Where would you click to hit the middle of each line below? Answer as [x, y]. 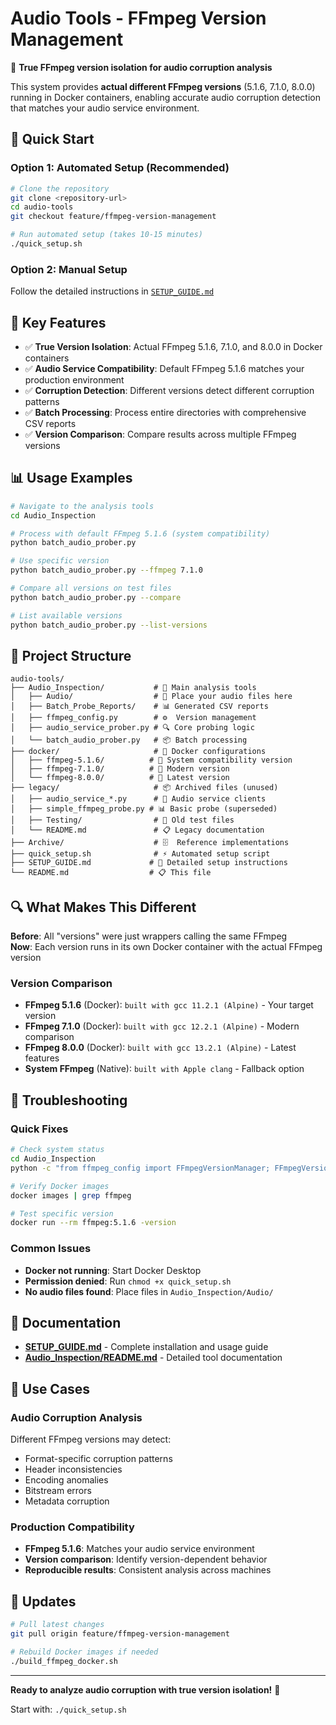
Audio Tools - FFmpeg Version [138, 18]
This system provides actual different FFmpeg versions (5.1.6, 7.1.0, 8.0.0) [163, 86]
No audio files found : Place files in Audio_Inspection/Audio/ [149, 1291]
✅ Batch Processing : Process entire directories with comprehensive [165, 412]
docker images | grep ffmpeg [71, 1195]
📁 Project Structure [71, 655]
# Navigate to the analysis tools [82, 506]
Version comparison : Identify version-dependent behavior [146, 1559]
